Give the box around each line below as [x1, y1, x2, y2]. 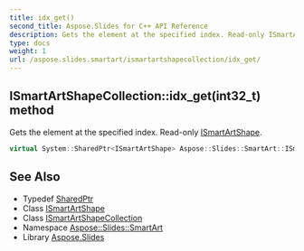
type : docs [9, 38, 51, 48]
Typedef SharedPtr [22, 193, 94, 204]
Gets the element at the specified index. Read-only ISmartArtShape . [9, 126, 262, 137]
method [9, 103, 54, 118]
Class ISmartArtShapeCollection [22, 212, 143, 223]
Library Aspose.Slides [22, 231, 105, 242]
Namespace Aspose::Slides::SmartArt [22, 222, 164, 233]
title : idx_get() [9, 13, 75, 23]
